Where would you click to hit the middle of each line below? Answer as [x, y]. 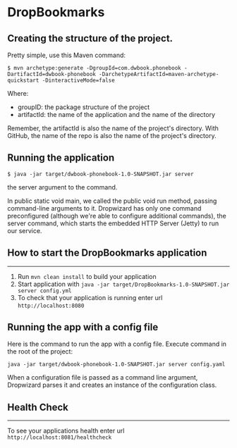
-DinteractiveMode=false [78, 80]
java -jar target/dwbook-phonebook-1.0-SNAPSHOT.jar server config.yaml [116, 365]
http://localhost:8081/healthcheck [60, 437]
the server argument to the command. [62, 187]
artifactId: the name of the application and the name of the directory [116, 114]
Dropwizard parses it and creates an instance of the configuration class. [112, 385]
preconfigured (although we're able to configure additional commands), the [117, 216]
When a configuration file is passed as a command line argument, [103, 378]
